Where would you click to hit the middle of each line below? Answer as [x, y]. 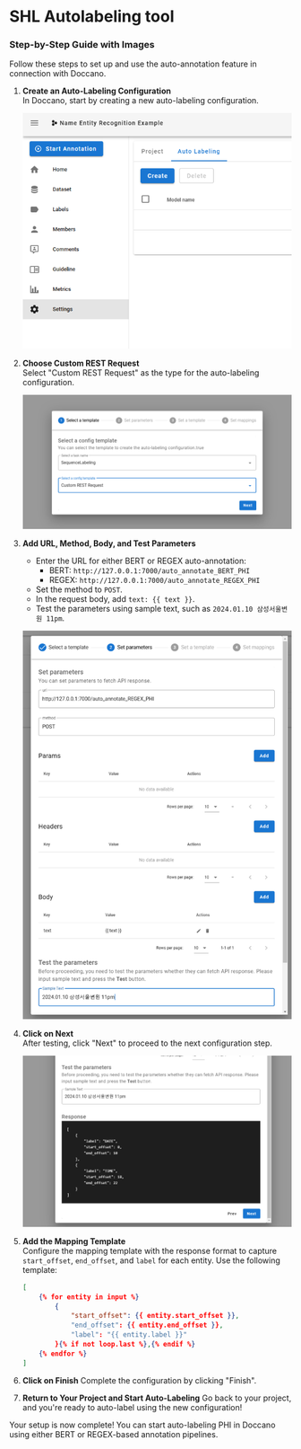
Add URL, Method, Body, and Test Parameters [109, 543]
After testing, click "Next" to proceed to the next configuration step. [147, 1043]
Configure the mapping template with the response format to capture [150, 1250]
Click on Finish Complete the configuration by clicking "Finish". [139, 1380]
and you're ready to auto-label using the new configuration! [132, 1407]
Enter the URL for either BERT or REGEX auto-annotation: [141, 561]
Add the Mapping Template [74, 1241]
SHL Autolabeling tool [92, 17]
